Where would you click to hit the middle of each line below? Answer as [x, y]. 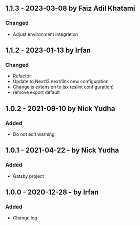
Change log [25, 218]
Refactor [22, 76]
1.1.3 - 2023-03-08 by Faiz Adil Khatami [70, 8]
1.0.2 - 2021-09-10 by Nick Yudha [60, 108]
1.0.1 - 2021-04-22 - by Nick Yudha [62, 150]
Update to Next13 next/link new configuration [61, 81]
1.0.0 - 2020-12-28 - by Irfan [52, 192]
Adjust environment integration [45, 34]
